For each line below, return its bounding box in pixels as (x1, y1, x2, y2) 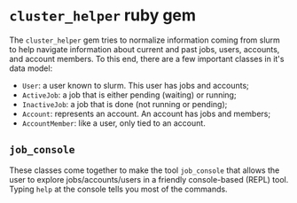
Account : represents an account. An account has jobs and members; (21, 108, 271, 119)
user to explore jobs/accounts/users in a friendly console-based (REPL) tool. (9, 174, 289, 184)
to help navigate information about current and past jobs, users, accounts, (9, 43, 280, 54)
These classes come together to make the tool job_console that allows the (9, 165, 280, 176)
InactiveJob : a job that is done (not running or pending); (21, 98, 228, 109)
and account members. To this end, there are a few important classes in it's (9, 53, 285, 64)
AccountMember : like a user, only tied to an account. (21, 117, 206, 129)
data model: (9, 63, 53, 74)
